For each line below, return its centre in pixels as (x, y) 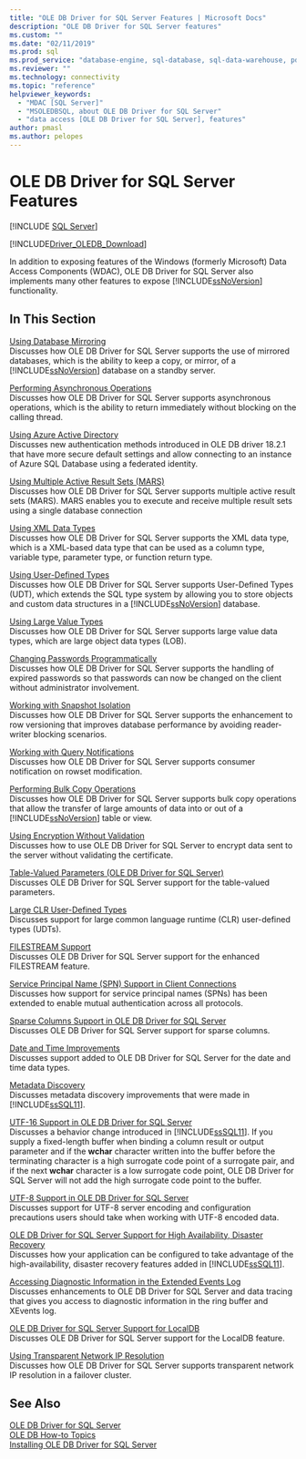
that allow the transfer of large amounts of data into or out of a (127, 808)
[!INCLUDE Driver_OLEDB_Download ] (78, 243)
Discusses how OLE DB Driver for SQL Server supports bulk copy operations (153, 798)
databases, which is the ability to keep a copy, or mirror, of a (123, 360)
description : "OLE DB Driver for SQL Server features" (116, 26)
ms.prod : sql (34, 52)
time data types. (40, 1067)
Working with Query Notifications (72, 752)
